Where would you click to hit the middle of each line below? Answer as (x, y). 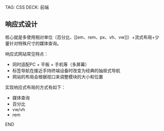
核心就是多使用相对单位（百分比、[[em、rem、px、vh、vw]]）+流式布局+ (80, 37)
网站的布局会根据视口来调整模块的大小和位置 (58, 77)
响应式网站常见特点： (27, 54)
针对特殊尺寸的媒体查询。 (35, 43)
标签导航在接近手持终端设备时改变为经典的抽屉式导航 (66, 70)
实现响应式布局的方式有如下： (35, 87)
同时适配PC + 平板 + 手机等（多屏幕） (51, 64)
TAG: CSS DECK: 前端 (27, 7)
